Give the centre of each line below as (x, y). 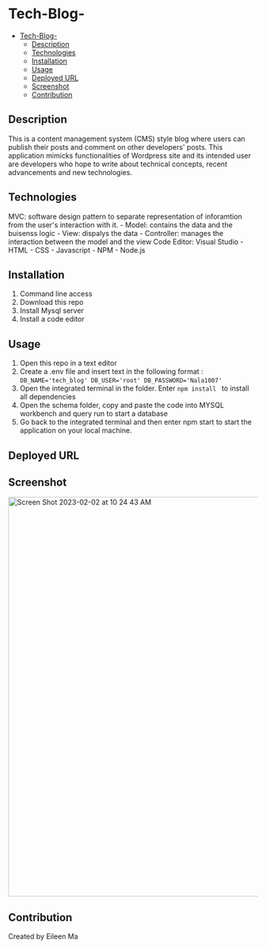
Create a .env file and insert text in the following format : (111, 372)
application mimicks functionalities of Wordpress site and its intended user (130, 155)
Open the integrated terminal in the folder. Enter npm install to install (134, 388)
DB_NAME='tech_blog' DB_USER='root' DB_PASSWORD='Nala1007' (121, 381)
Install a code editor (52, 319)
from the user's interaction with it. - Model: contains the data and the (121, 225)
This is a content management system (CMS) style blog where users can (127, 139)
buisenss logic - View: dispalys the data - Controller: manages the (116, 233)
